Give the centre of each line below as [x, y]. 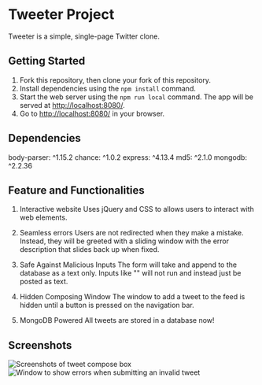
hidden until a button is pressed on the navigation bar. [107, 305]
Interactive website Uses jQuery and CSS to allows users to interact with [137, 209]
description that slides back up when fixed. [89, 250]
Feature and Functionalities [77, 190]
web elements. [43, 217]
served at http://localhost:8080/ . [72, 105]
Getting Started [47, 61]
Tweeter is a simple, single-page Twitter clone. [84, 36]
